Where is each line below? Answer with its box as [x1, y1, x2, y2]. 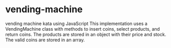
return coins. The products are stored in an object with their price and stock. [5, 31, 166, 37]
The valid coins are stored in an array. [5, 37, 85, 43]
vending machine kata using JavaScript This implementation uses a [5, 20, 147, 27]
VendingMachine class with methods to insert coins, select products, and [5, 26, 160, 32]
